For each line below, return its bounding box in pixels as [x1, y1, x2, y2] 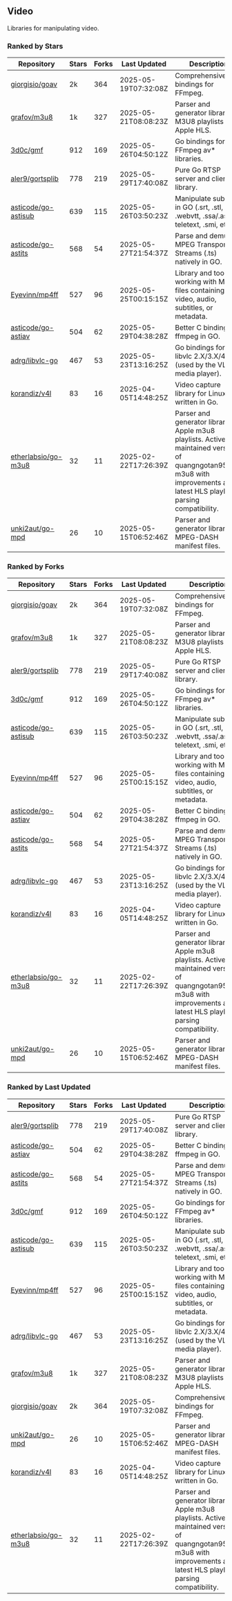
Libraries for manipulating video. [7, 24, 99, 32]
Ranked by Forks [7, 562, 64, 572]
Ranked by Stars [7, 41, 64, 51]
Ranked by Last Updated [7, 1082, 91, 1092]
